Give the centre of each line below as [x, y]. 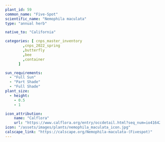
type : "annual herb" [26, 23]
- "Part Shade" [25, 82]
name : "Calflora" [32, 118]
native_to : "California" [30, 32]
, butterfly [34, 50]
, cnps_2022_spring [41, 46]
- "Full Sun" [23, 77]
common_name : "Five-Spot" [31, 14]
